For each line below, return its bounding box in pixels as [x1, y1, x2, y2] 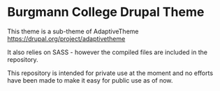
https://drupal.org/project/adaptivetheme [7, 34, 126, 42]
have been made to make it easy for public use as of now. [7, 76, 173, 84]
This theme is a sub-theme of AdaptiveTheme [7, 27, 139, 35]
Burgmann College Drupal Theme [7, 4, 205, 20]
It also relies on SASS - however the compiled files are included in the [7, 48, 208, 56]
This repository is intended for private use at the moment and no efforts [7, 69, 214, 77]
